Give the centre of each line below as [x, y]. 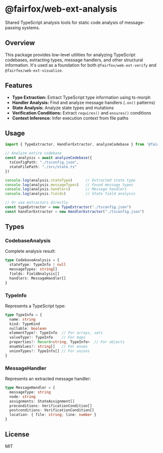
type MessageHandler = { [30, 388]
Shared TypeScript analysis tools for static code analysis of [64, 22]
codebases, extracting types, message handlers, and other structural [74, 60]
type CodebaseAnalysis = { [32, 260]
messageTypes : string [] [33, 269]
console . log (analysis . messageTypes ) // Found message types [69, 185]
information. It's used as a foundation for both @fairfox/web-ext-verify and [81, 65]
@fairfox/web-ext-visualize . [34, 70]
